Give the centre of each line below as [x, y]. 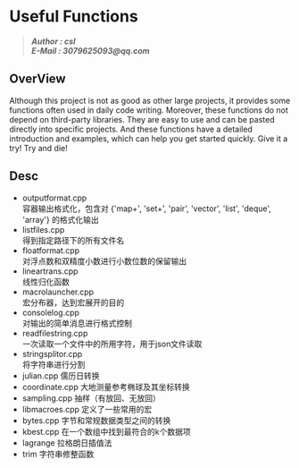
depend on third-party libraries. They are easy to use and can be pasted [142, 119]
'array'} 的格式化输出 [61, 219]
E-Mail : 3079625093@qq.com [90, 50]
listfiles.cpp [43, 229]
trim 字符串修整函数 [58, 454]
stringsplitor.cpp [52, 353]
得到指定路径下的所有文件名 [73, 240]
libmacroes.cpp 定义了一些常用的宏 [87, 409]
